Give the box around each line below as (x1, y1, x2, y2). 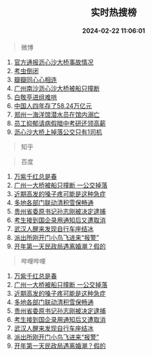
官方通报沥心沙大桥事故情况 (13, 58, 94, 66)
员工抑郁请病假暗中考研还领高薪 (13, 119, 106, 127)
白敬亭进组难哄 (13, 93, 57, 101)
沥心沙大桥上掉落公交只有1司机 (13, 128, 102, 136)
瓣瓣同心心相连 (13, 75, 57, 84)
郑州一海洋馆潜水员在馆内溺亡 (13, 110, 100, 119)
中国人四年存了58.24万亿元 (13, 101, 92, 110)
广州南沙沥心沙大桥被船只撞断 (13, 84, 100, 92)
